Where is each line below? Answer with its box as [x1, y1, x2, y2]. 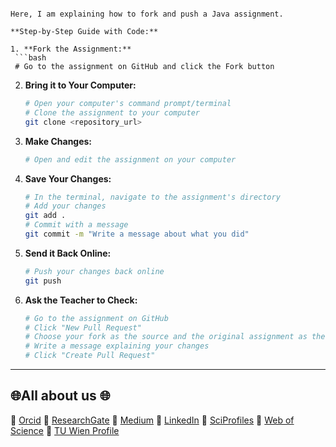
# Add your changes [24, 201, 107, 211]
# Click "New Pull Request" [24, 322, 142, 333]
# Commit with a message [24, 220, 129, 230]
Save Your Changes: [24, 172, 112, 185]
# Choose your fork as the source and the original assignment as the [24, 332, 326, 342]
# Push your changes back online [24, 266, 165, 276]
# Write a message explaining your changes [24, 341, 210, 351]
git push [24, 276, 62, 286]
